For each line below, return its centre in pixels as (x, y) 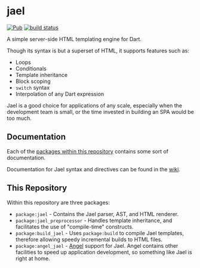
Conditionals (31, 68)
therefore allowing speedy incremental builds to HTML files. (89, 239)
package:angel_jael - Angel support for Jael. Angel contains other (97, 245)
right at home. (33, 258)
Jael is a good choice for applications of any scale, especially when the (95, 105)
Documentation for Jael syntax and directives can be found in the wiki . (94, 169)
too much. (19, 118)
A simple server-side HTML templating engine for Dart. (74, 39)
